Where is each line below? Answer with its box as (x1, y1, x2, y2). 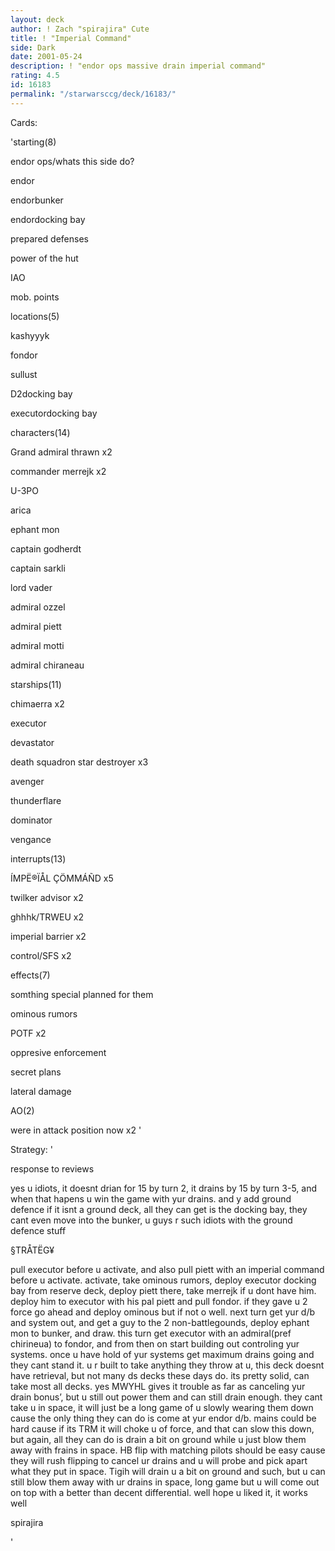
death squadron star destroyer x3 (10, 756, 149, 768)
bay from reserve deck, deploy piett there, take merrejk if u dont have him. (10, 1284, 317, 1296)
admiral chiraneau (10, 659, 85, 671)
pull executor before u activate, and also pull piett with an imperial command (10, 1263, 325, 1275)
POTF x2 (10, 1027, 47, 1039)
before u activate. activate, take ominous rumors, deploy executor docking (10, 1274, 317, 1286)
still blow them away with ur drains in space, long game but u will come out (10, 1476, 320, 1488)
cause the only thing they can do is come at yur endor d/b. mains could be (10, 1412, 317, 1424)
